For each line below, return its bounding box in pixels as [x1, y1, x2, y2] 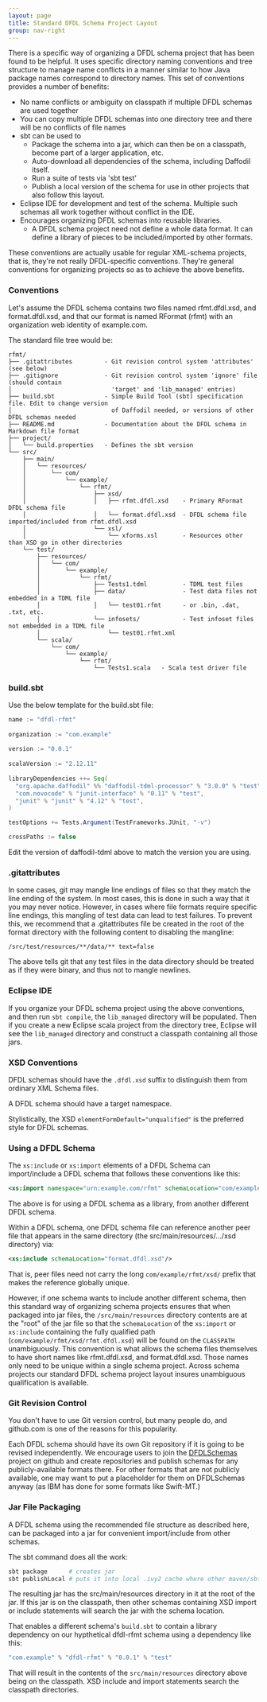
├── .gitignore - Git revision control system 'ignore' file [8, 371, 258, 379]
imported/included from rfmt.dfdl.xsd [8, 518, 137, 526]
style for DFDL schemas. [8, 1122, 89, 1132]
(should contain [8, 379, 62, 387]
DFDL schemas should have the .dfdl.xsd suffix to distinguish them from [8, 1074, 248, 1084]
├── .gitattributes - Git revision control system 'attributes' [8, 357, 254, 366]
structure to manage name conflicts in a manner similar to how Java [8, 65, 230, 75]
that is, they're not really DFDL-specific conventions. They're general [8, 256, 234, 266]
